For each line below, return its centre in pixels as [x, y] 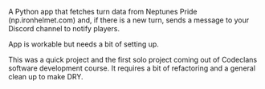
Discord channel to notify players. [64, 28]
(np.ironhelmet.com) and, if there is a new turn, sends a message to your [129, 20]
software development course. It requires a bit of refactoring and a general [132, 68]
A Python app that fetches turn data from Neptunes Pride [103, 12]
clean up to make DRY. [46, 77]
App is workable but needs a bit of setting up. [84, 44]
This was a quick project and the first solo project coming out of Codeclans [133, 60]
